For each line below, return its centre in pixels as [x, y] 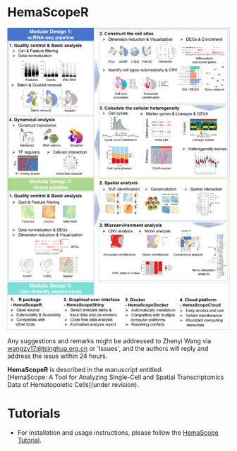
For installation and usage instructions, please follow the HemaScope [118, 433]
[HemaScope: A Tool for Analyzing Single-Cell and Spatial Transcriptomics [116, 377]
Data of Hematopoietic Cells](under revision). [73, 385]
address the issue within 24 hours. [57, 356]
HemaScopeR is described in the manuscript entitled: [85, 370]
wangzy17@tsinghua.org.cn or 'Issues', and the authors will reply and [108, 349]
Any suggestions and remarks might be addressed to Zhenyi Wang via [109, 341]
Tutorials [34, 413]
